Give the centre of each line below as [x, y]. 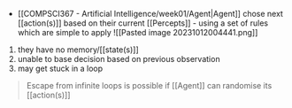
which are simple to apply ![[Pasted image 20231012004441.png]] [138, 32]
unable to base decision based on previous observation [119, 59]
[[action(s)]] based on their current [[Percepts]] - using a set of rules [142, 23]
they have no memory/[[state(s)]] [78, 50]
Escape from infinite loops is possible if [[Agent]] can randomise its [149, 85]
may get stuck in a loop [60, 68]
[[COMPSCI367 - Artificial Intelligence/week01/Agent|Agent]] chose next [150, 14]
